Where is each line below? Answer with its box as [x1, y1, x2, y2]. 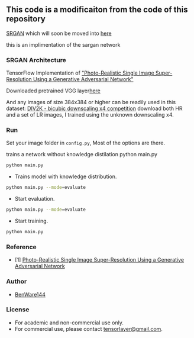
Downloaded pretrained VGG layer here [6, 87, 101, 94]
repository [6, 14, 46, 24]
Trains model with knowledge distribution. [14, 173, 117, 180]
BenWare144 [14, 291, 46, 298]
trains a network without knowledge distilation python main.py [6, 151, 158, 158]
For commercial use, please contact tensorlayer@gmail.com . [14, 325, 163, 332]
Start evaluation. [14, 195, 55, 202]
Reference [6, 243, 37, 251]
